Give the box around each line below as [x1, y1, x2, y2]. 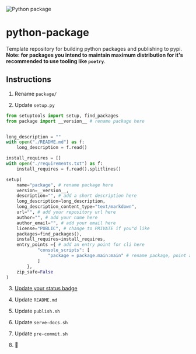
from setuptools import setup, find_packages [6, 113, 118, 119]
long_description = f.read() [16, 145, 87, 151]
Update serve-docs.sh [14, 319, 68, 326]
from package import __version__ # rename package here [6, 118, 145, 124]
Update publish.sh [14, 307, 60, 315]
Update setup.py [14, 101, 55, 108]
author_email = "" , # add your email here [16, 220, 116, 226]
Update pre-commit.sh [14, 330, 68, 337]
